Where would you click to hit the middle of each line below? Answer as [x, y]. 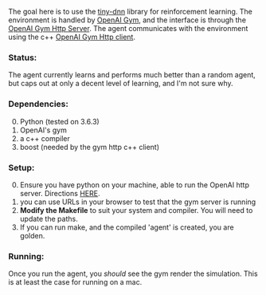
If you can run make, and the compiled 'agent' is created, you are [127, 227]
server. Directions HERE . [60, 193]
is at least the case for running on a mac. [75, 282]
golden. [32, 235]
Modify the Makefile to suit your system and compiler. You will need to [136, 210]
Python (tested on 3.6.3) [59, 121]
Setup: [22, 167]
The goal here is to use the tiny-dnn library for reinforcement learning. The [130, 12]
